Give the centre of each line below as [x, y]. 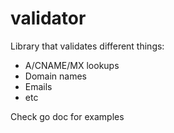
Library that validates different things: [87, 46]
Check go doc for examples [67, 116]
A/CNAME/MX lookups [72, 65]
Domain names [55, 76]
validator [48, 18]
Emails [38, 86]
